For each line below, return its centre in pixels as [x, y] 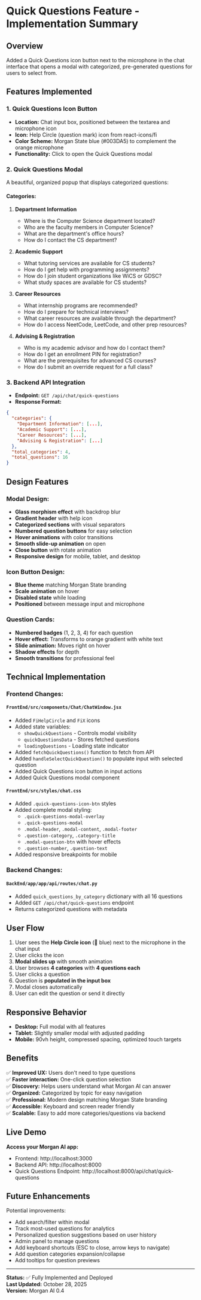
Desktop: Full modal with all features [60, 1026]
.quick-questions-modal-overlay [64, 817]
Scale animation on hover [47, 591]
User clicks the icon [39, 955]
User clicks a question [42, 974]
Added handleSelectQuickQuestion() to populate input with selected [99, 758]
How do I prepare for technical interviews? [76, 312]
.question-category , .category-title [69, 835]
